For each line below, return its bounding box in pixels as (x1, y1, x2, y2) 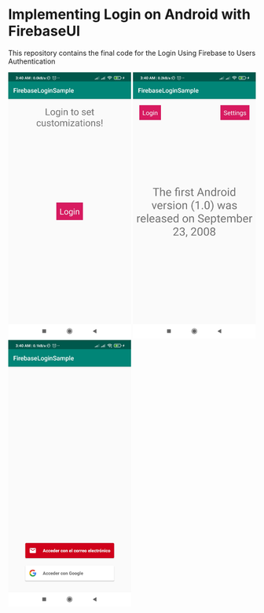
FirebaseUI (8, 22, 81, 40)
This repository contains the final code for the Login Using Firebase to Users (8, 48, 256, 57)
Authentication (8, 57, 56, 66)
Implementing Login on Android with (8, 6, 251, 24)
